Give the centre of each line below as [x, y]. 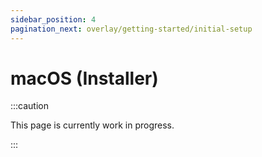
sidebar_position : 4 [53, 19]
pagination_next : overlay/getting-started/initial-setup [131, 29]
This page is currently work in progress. [92, 125]
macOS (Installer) [84, 78]
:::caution [30, 106]
